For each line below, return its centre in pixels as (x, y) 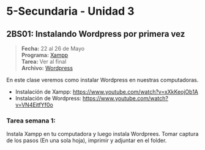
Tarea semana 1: (31, 121)
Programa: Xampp (45, 55)
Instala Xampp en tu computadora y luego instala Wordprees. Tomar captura (102, 134)
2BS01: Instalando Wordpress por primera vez (96, 34)
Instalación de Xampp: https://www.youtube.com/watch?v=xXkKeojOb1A (107, 92)
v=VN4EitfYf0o (34, 105)
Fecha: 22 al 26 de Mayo (53, 48)
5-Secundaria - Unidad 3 (70, 11)
